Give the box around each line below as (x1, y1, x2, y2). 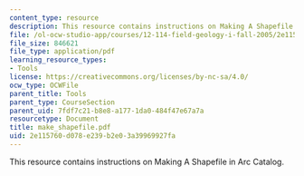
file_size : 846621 (9, 38, 79, 48)
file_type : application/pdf (9, 47, 116, 56)
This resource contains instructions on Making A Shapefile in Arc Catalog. (9, 156, 285, 167)
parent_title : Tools (9, 89, 88, 98)
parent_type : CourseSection (9, 97, 116, 107)
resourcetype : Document (9, 114, 100, 123)
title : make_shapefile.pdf (9, 123, 111, 132)
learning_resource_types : (9, 55, 107, 64)
